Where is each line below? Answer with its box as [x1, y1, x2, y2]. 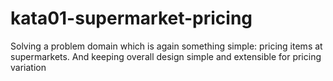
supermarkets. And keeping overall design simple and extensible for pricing [10, 50, 322, 62]
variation [10, 61, 47, 73]
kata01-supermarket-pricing [10, 7, 253, 30]
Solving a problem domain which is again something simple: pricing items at [10, 40, 323, 52]
